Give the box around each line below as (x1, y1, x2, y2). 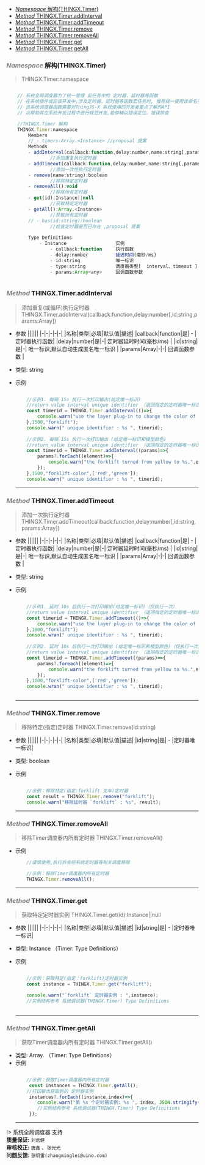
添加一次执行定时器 (21, 511, 70, 519)
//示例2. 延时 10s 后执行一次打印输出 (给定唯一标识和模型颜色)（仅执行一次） (26, 644, 203, 650)
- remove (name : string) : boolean (28, 172, 108, 178)
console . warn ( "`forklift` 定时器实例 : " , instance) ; (26, 992, 159, 998)
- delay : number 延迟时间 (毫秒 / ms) (49, 252, 157, 258)
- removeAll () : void (28, 183, 78, 190)
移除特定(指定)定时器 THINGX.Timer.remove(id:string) (21, 723, 156, 731)
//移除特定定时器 (49, 178, 88, 184)
